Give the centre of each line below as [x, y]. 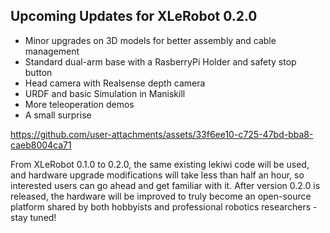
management [52, 51]
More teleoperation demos [79, 104]
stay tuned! [33, 217]
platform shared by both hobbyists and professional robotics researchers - [164, 206]
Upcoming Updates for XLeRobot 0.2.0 [134, 16]
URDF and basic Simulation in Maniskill [105, 93]
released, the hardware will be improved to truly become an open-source [161, 196]
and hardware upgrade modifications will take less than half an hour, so [157, 175]
